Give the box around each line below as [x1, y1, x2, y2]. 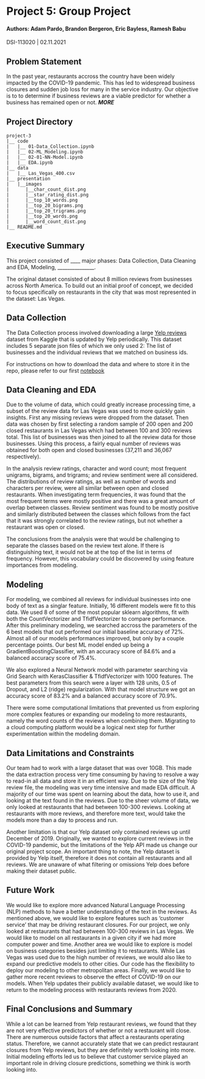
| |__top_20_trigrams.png [6, 208, 86, 214]
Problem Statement [6, 56, 82, 67]
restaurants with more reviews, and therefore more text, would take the [6, 810, 185, 817]
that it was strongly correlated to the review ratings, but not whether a [6, 517, 182, 524]
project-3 [6, 133, 32, 139]
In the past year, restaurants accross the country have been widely [6, 72, 175, 80]
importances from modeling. [6, 561, 78, 569]
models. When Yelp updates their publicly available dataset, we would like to [6, 980, 199, 987]
